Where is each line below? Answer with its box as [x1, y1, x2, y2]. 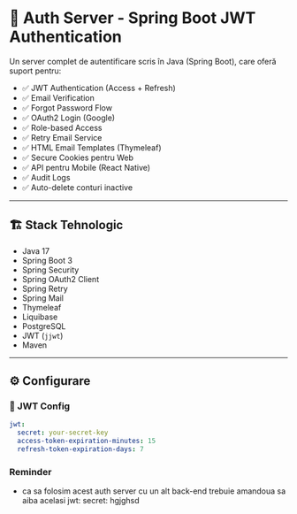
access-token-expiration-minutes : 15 [17, 437, 156, 446]
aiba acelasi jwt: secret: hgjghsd [21, 495, 140, 506]
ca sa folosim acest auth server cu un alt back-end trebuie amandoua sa [21, 486, 286, 496]
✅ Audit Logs [21, 172, 71, 182]
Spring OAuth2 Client [21, 273, 100, 284]
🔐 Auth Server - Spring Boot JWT [9, 8, 256, 28]
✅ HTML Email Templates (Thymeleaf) [21, 142, 162, 153]
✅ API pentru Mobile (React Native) [21, 162, 151, 173]
